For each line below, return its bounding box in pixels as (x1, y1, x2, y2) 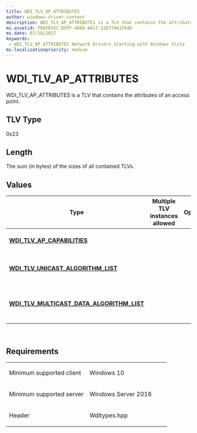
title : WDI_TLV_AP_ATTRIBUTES (6, 8, 80, 15)
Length (6, 147, 33, 157)
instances (150, 212, 178, 220)
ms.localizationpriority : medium (6, 47, 88, 53)
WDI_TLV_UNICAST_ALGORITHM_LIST (9, 265, 118, 273)
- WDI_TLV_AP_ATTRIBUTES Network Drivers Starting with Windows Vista (8, 42, 185, 48)
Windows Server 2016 (89, 390, 152, 398)
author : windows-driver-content (6, 14, 85, 20)
